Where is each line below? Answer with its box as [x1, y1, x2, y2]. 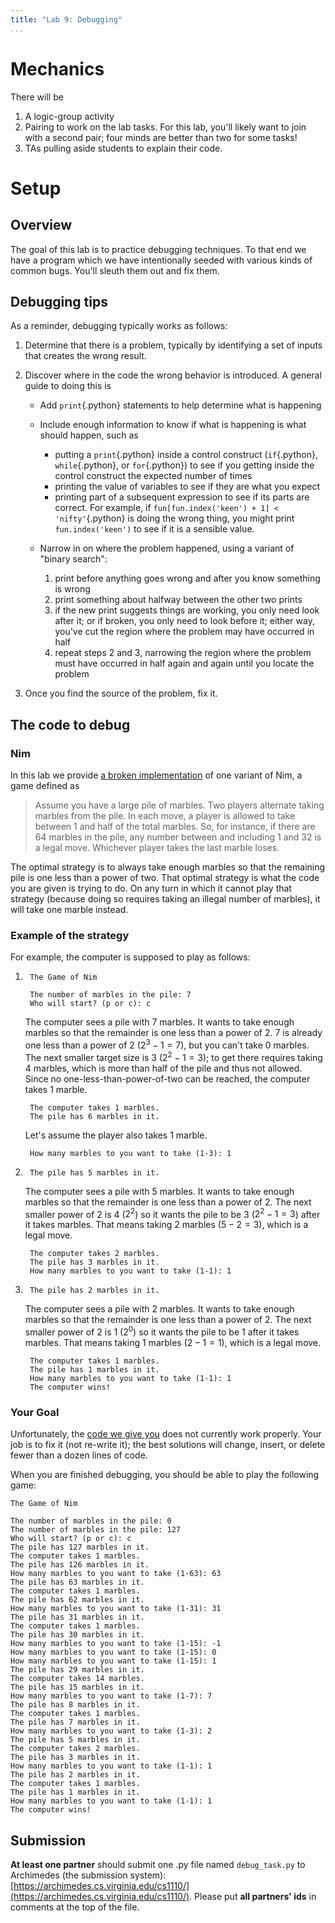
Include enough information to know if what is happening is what [39, 419, 307, 431]
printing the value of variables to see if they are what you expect [54, 481, 321, 493]
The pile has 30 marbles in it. [10, 1630, 145, 1640]
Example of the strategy [10, 928, 130, 942]
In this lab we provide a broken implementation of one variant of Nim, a [10, 769, 303, 781]
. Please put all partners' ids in [189, 1891, 317, 1903]
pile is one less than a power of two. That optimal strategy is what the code [10, 872, 320, 884]
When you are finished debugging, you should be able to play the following [10, 1469, 320, 1481]
